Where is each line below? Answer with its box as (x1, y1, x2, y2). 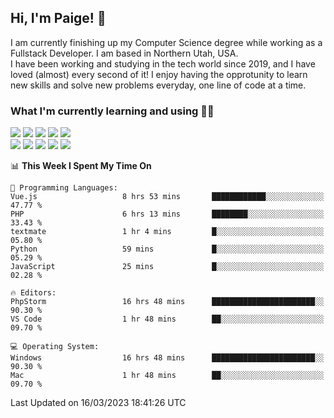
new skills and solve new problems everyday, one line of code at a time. (10, 79, 307, 91)
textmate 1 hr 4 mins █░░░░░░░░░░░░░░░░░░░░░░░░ (10, 227, 325, 237)
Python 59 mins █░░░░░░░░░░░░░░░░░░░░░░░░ (10, 244, 325, 255)
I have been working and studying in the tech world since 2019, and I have (10, 57, 316, 70)
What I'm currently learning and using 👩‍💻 (10, 104, 215, 118)
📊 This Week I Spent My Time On (10, 160, 152, 172)
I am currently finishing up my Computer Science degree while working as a (10, 36, 323, 48)
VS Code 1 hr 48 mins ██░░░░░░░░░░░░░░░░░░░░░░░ (10, 314, 325, 325)
